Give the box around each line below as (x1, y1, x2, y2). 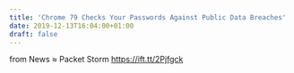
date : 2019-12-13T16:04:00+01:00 (9, 21, 134, 30)
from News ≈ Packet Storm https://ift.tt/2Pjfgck (9, 54, 184, 65)
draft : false (9, 29, 58, 38)
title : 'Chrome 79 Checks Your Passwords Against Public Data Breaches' (9, 12, 287, 22)
